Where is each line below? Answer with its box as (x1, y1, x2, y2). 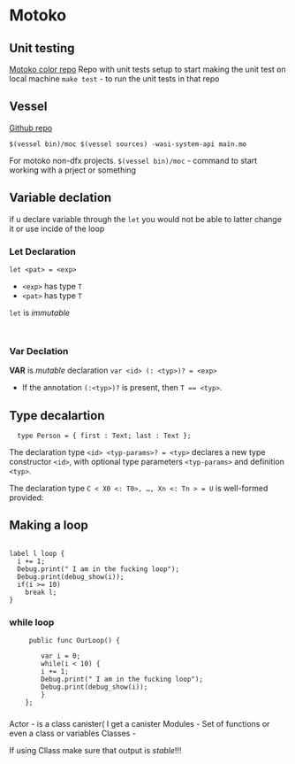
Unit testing (9, 41, 75, 56)
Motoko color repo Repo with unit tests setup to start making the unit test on (9, 64, 287, 74)
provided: (9, 492, 44, 503)
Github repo (9, 122, 53, 133)
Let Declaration (9, 245, 77, 258)
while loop (9, 616, 55, 629)
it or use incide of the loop (9, 223, 105, 234)
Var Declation (9, 344, 69, 357)
